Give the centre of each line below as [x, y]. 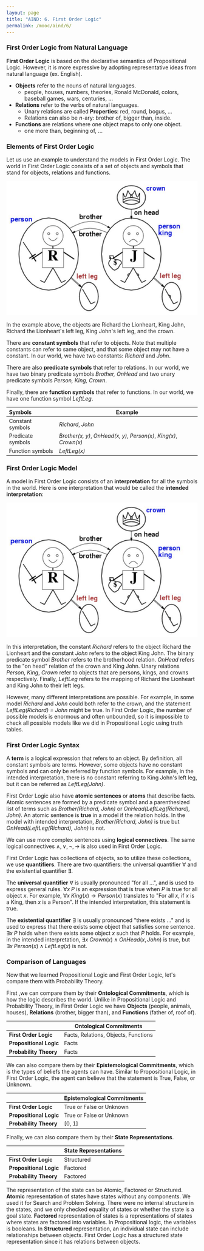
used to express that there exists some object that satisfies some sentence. [101, 927]
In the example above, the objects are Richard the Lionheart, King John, [96, 325]
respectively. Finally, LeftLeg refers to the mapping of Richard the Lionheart [101, 679]
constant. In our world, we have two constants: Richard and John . [89, 356]
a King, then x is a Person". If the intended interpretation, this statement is [99, 902]
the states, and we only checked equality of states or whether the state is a [100, 1209]
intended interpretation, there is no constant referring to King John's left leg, [102, 778]
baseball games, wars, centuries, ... [69, 98]
